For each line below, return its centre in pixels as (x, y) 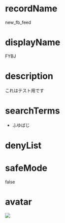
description (29, 76)
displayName (33, 42)
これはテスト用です (25, 90)
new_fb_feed (18, 22)
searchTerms (32, 111)
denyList (23, 145)
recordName (31, 9)
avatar (18, 202)
